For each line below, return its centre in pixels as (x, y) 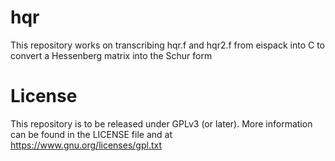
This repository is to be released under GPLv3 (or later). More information (161, 123)
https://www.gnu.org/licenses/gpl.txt (86, 145)
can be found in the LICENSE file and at (91, 134)
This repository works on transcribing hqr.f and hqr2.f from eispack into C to (167, 45)
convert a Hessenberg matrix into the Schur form (111, 55)
